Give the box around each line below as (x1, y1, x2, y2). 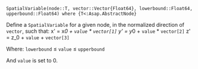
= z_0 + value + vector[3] (6, 34, 70, 41)
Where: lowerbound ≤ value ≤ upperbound (6, 45, 105, 52)
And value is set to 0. (6, 57, 58, 64)
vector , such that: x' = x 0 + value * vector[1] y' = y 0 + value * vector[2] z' (6, 27, 191, 34)
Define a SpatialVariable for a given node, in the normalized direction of (6, 21, 184, 28)
